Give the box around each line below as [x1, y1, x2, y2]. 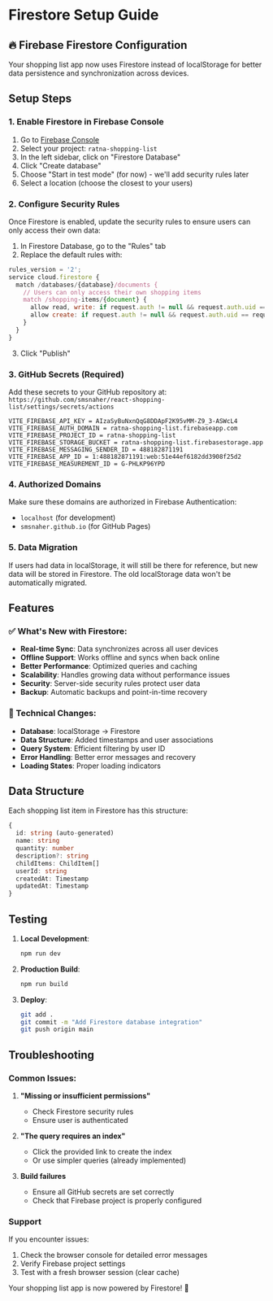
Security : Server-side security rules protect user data [19, 679, 201, 688]
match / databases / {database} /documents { [15, 281, 158, 289]
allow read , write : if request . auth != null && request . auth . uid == [29, 303, 267, 312]
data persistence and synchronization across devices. [8, 68, 189, 78]
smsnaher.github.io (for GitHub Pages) [19, 522, 151, 531]
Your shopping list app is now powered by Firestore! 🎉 [8, 1283, 189, 1293]
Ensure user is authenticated [32, 1115, 128, 1125]
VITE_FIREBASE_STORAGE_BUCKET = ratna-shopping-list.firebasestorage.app [8, 439, 264, 447]
